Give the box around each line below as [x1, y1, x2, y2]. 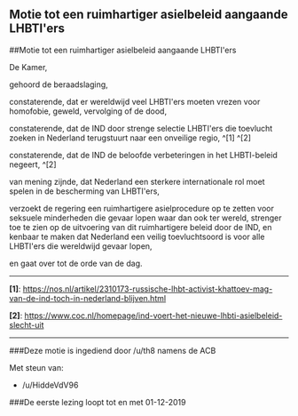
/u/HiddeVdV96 [21, 380, 79, 390]
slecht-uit [9, 319, 44, 330]
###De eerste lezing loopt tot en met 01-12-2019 [9, 396, 186, 407]
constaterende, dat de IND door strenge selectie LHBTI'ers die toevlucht [9, 123, 273, 133]
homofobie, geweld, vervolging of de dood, [9, 106, 167, 116]
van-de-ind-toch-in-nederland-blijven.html [9, 292, 167, 303]
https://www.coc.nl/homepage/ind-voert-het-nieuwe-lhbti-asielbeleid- [24, 310, 283, 321]
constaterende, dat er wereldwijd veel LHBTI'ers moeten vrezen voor [9, 96, 261, 107]
